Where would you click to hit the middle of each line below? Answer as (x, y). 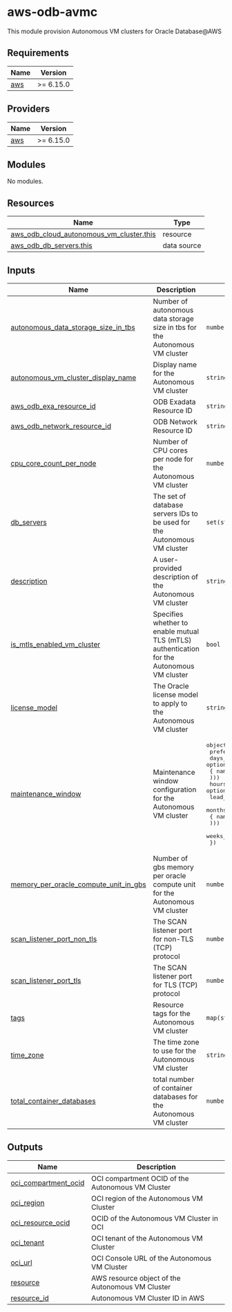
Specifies (168, 614)
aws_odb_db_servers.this (52, 245)
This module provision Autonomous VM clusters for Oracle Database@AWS (115, 31)
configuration (175, 789)
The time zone (176, 1042)
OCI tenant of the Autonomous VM (147, 1238)
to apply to (170, 703)
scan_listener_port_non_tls (54, 939)
